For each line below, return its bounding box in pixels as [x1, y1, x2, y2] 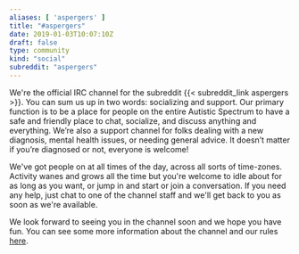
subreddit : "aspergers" [9, 63, 98, 72]
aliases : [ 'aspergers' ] [9, 12, 105, 22]
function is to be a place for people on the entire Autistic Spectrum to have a [9, 106, 290, 117]
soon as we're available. [9, 199, 98, 209]
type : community [9, 46, 70, 55]
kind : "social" [9, 54, 66, 63]
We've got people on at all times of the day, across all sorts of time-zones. [9, 161, 283, 172]
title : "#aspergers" [9, 21, 87, 30]
